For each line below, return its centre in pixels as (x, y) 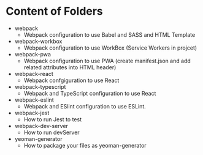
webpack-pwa (33, 54)
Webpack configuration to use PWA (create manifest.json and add (107, 61)
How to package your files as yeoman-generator (85, 145)
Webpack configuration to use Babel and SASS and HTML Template (109, 34)
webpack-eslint (34, 100)
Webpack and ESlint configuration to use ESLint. (85, 106)
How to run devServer (52, 132)
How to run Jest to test (53, 119)
